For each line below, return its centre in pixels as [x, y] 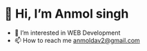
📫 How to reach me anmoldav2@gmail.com [77, 40]
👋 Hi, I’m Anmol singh [67, 14]
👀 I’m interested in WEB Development [67, 33]
